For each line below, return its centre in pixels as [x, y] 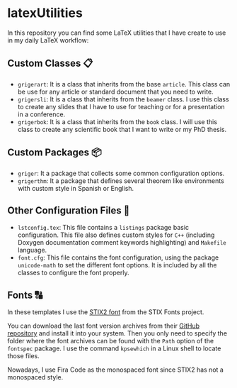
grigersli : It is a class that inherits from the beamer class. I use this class [123, 99]
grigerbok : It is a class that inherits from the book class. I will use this [117, 121]
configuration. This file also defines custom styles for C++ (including [116, 235]
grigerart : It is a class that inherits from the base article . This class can [124, 84]
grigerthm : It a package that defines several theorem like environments [121, 181]
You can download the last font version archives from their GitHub [104, 326]
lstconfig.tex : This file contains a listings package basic [103, 228]
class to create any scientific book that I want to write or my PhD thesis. [122, 129]
